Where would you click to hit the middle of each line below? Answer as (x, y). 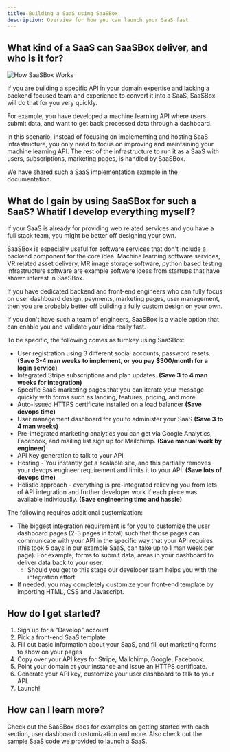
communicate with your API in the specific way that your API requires (115, 541)
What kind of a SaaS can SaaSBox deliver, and (107, 48)
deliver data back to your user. (60, 563)
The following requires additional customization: (75, 513)
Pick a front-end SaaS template (61, 637)
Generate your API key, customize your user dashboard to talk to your (116, 674)
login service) (37, 368)
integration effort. (52, 577)
